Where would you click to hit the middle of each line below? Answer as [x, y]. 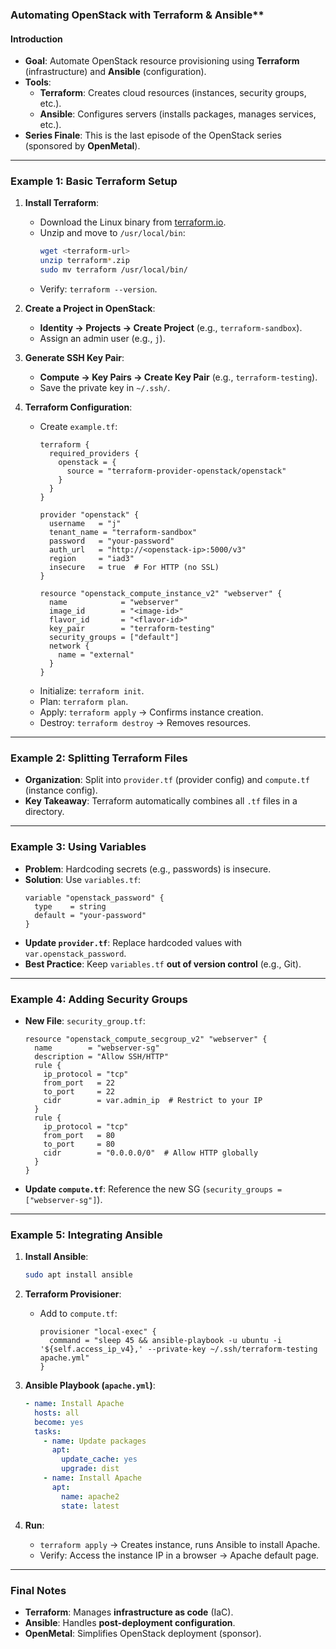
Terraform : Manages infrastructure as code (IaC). [129, 1612]
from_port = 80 [79, 1135]
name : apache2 [90, 1496]
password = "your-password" [111, 541]
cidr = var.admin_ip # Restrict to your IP [153, 1100]
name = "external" [96, 655]
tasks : [48, 1431]
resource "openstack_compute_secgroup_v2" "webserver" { [146, 1039]
